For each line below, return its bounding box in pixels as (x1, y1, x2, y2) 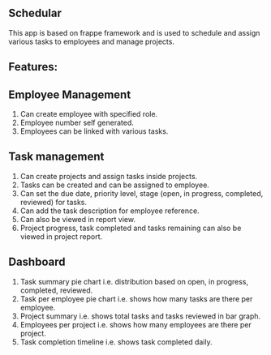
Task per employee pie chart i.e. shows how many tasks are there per (19, 293, 253, 303)
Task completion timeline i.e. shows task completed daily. (19, 336, 213, 347)
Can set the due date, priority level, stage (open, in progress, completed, (19, 188, 264, 198)
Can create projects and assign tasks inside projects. (19, 171, 198, 181)
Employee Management (8, 88, 131, 101)
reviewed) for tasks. (19, 197, 88, 207)
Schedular (8, 6, 62, 20)
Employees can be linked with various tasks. (19, 126, 169, 136)
